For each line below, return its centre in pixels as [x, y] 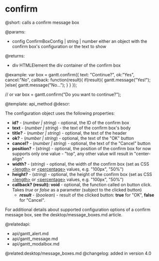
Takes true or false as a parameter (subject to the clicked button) [77, 190]
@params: [15, 32]
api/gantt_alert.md [30, 233]
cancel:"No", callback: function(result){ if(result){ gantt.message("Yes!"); [78, 80]
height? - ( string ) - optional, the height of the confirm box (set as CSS [82, 174]
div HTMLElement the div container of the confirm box [66, 65]
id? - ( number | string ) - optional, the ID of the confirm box [71, 122]
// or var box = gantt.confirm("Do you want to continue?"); [63, 94]
